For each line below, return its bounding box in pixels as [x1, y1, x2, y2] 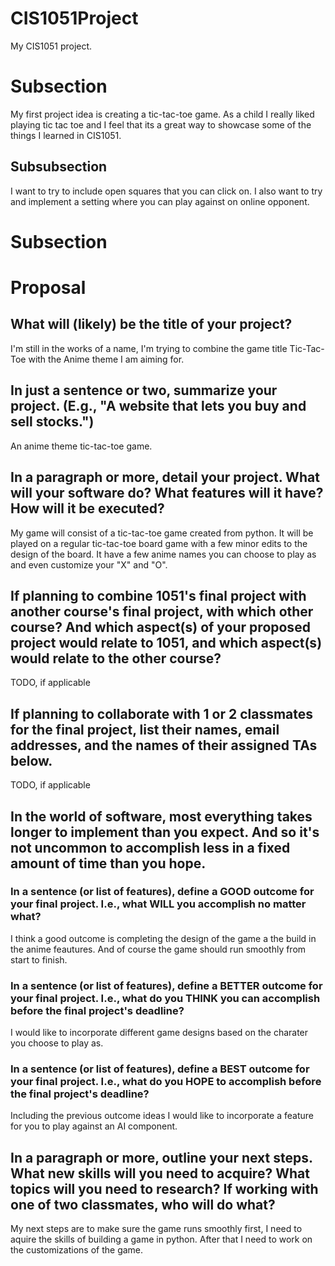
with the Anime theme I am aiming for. [28, 353, 185, 365]
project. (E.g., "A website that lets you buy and [10, 398, 307, 415]
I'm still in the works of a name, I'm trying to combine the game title [10, 342, 288, 354]
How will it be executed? [10, 500, 165, 517]
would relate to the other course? [10, 650, 222, 667]
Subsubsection [10, 158, 108, 176]
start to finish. [10, 953, 68, 966]
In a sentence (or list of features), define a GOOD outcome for [10, 885, 315, 899]
